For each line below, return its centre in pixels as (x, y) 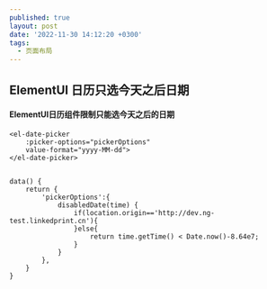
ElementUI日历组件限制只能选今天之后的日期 (92, 114)
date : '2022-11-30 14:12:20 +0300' (76, 34)
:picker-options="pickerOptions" (88, 142)
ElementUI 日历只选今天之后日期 (99, 90)
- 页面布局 (35, 51)
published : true (40, 18)
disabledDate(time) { (98, 205)
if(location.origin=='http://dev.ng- (144, 212)
